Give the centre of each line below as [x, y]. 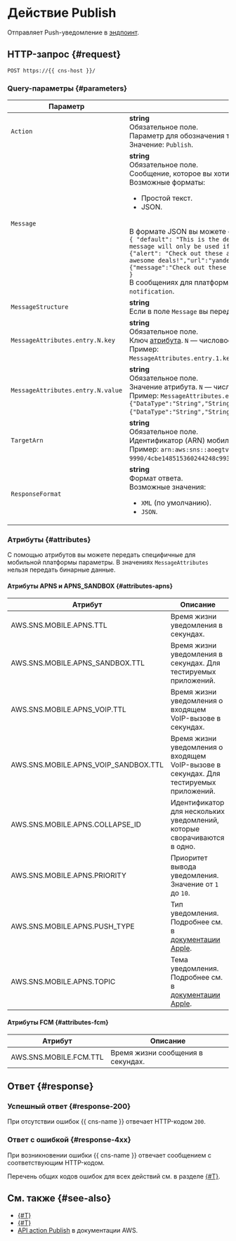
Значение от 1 [195, 884]
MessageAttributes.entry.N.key [63, 341]
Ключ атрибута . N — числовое [181, 341]
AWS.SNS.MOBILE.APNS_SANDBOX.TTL [78, 663]
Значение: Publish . [161, 145]
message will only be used [174, 247]
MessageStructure [40, 307]
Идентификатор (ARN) [167, 440]
